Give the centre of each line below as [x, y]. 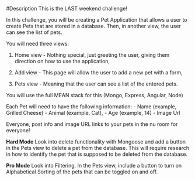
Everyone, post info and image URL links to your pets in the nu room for [92, 124]
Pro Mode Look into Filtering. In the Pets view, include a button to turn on [94, 165]
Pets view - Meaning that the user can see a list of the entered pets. [96, 84]
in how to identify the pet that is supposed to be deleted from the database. [97, 154]
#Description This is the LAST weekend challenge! [67, 8]
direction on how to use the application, [62, 61]
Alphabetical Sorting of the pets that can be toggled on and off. [82, 172]
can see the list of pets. [34, 32]
